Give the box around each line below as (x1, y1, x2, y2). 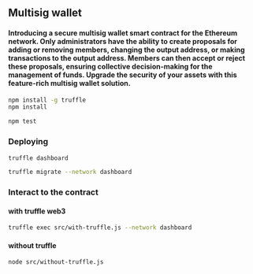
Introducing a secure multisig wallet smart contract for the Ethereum (8, 28, 238, 38)
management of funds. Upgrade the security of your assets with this (8, 70, 238, 80)
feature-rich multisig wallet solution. (8, 78, 132, 87)
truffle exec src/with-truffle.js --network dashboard (8, 224, 192, 231)
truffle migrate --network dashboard (8, 168, 132, 176)
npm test (8, 117, 37, 125)
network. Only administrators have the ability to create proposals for (8, 36, 238, 46)
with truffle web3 (8, 206, 66, 216)
